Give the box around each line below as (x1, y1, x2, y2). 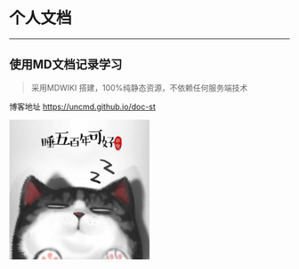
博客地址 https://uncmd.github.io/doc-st (9, 101, 156, 112)
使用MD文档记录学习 (9, 57, 123, 72)
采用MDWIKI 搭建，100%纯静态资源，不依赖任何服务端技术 (30, 82, 248, 93)
